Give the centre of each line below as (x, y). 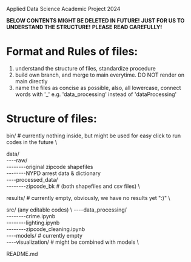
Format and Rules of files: (72, 52)
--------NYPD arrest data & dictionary (54, 173)
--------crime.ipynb (31, 216)
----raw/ (17, 160)
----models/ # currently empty (45, 235)
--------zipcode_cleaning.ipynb (46, 229)
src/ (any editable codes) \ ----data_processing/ (67, 210)
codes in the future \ (32, 142)
